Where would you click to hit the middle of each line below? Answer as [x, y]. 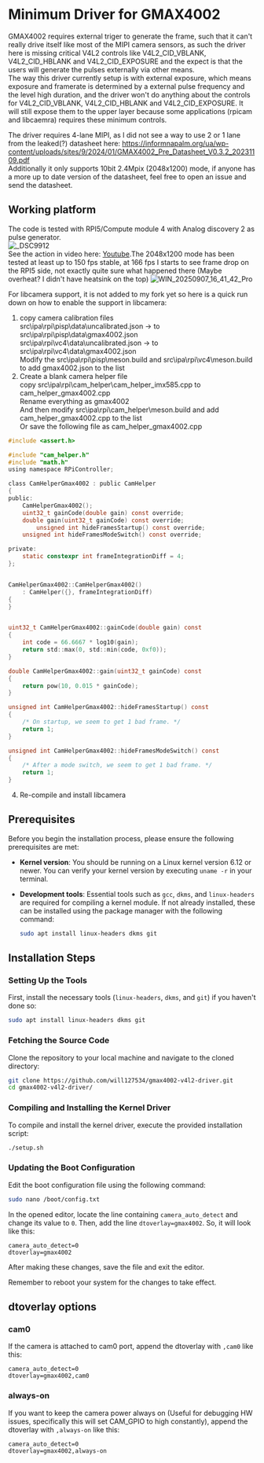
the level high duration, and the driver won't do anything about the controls [129, 94]
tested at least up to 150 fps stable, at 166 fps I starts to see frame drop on [128, 262]
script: [18, 1133]
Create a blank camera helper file [73, 376]
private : [22, 549]
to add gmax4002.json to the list [72, 368]
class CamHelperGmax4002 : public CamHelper [82, 484]
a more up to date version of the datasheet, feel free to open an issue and [127, 176]
